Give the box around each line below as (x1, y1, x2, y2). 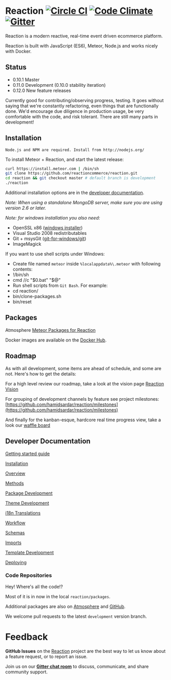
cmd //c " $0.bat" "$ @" (12, 277, 61, 283)
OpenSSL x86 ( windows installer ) (12, 225, 83, 231)
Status (5, 63, 27, 71)
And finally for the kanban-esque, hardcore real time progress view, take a (5, 417, 161, 423)
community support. (5, 669, 48, 675)
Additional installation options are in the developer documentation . (5, 189, 145, 196)
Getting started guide (5, 450, 50, 456)
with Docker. (5, 48, 32, 54)
